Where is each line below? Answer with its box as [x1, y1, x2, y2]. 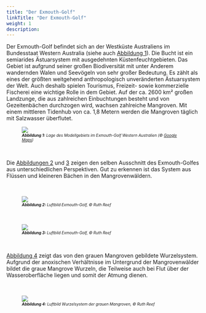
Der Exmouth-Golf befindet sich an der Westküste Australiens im [6, 43, 170, 50]
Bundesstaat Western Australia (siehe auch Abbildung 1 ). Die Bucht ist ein [6, 50, 193, 57]
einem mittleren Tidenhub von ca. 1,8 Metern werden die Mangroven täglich [6, 108, 198, 115]
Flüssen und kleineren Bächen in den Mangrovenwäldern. [6, 172, 153, 180]
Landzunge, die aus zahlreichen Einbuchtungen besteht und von [6, 95, 170, 102]
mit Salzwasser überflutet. [6, 115, 73, 122]
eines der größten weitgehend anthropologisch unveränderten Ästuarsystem [6, 75, 200, 83]
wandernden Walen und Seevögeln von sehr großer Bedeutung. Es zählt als [6, 69, 198, 77]
